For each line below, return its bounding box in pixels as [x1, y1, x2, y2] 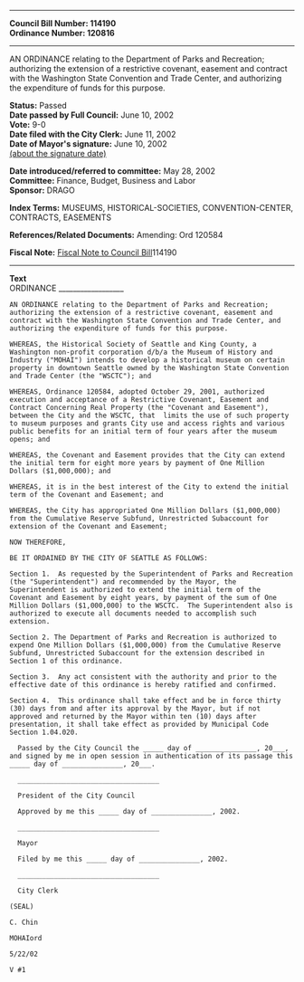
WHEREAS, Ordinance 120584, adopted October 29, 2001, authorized [9, 387, 265, 396]
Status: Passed [9, 100, 68, 110]
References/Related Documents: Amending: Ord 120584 [9, 230, 223, 240]
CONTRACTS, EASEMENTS [9, 212, 112, 223]
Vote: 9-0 [9, 119, 47, 129]
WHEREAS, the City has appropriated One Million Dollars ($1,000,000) [9, 506, 281, 515]
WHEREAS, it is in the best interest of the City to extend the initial [9, 482, 290, 491]
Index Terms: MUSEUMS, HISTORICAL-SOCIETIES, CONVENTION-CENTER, [9, 203, 294, 213]
